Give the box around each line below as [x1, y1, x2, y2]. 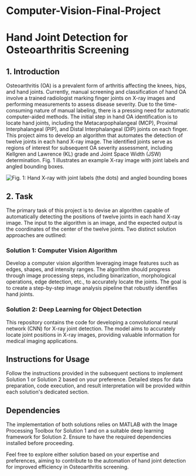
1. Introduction [6, 66, 60, 77]
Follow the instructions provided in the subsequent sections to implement [6, 370, 183, 377]
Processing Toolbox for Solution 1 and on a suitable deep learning [6, 427, 164, 434]
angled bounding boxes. [6, 163, 64, 170]
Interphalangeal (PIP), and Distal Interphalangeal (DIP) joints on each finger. [6, 126, 188, 133]
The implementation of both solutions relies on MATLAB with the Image [6, 421, 177, 428]
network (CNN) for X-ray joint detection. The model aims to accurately [6, 325, 176, 332]
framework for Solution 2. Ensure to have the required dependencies [6, 433, 171, 440]
